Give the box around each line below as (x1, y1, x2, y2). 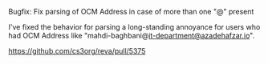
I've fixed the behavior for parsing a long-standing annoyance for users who (8, 22, 261, 31)
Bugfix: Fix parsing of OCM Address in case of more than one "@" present (8, 7, 254, 16)
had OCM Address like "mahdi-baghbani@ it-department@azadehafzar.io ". (8, 31, 255, 40)
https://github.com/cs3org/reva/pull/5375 (8, 46, 146, 55)
